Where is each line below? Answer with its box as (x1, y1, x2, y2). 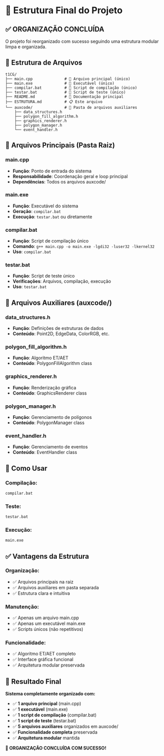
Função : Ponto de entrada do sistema (12, 168, 92, 174)
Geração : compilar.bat (12, 208, 61, 214)
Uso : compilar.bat (12, 249, 52, 255)
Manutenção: (5, 603, 39, 610)
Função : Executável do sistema (12, 203, 79, 209)
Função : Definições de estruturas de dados (12, 325, 104, 331)
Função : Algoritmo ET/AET (12, 355, 69, 361)
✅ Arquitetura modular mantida (12, 735, 80, 741)
